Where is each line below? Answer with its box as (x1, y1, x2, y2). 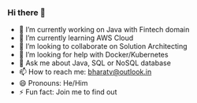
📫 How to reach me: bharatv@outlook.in (18, 67, 152, 77)
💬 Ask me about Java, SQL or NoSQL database (18, 58, 171, 68)
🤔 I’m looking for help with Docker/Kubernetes (18, 50, 169, 60)
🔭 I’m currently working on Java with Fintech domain (18, 25, 190, 35)
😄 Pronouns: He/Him (18, 79, 88, 88)
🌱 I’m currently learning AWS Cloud (18, 33, 134, 42)
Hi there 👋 (7, 7, 46, 18)
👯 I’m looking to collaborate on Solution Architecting (18, 42, 188, 51)
